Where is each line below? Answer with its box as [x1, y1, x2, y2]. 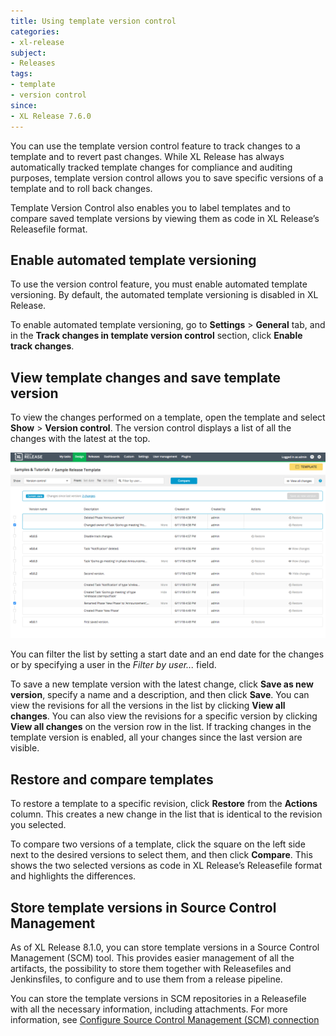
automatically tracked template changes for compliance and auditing [10, 161, 293, 173]
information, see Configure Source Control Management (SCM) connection [10, 1014, 320, 1026]
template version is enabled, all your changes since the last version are [10, 731, 303, 744]
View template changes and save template [10, 369, 281, 386]
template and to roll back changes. [10, 182, 153, 194]
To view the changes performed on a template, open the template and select [10, 411, 326, 424]
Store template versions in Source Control [10, 899, 277, 916]
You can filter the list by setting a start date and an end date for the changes [10, 648, 325, 660]
